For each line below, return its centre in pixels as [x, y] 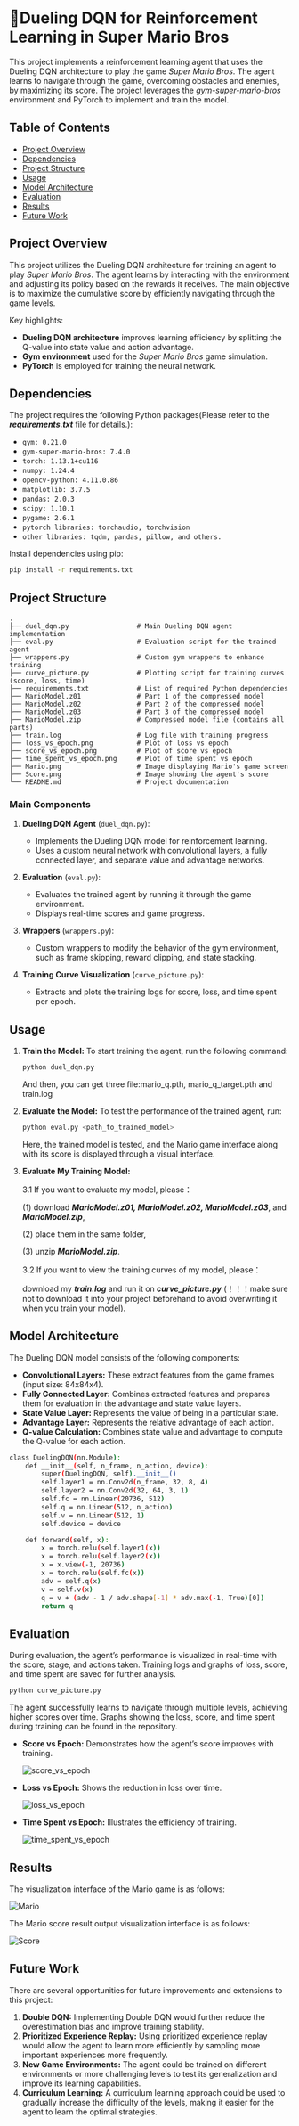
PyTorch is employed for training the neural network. [119, 365]
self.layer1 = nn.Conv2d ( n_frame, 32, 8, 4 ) [125, 1483]
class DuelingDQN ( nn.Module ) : [65, 1457]
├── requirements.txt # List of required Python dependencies [149, 689]
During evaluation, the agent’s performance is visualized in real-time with [143, 1656]
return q [57, 1606]
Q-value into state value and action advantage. [108, 347]
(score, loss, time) [48, 681]
